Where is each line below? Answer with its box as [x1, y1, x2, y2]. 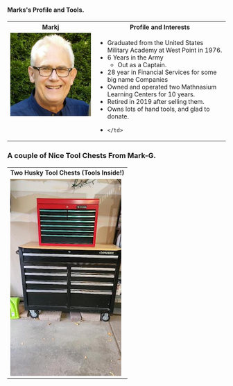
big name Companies [107, 75, 169, 83]
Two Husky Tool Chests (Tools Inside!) [10, 168, 125, 177]
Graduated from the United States [107, 38, 204, 46]
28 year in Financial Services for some [107, 68, 217, 76]
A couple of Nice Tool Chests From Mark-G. [7, 151, 156, 161]
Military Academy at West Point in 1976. [107, 46, 223, 54]
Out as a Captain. [117, 60, 167, 69]
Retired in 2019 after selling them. [107, 97, 205, 105]
